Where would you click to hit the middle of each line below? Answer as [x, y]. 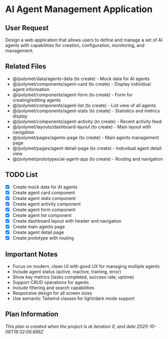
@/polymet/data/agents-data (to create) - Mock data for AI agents [81, 79]
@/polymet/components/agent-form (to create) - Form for [73, 95]
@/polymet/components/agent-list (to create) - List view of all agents [84, 105]
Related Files [26, 66]
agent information [31, 89]
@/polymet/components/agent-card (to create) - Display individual [81, 84]
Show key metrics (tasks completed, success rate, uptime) [73, 277]
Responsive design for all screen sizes [52, 293]
